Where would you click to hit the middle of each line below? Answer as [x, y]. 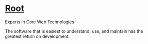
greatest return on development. [37, 36]
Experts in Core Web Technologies [40, 22]
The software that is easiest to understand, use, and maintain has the [74, 31]
